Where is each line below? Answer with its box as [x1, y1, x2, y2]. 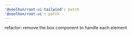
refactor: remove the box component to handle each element [4, 24, 128, 30]
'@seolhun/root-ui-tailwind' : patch [4, 7, 79, 12]
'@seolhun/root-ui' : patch [4, 12, 60, 16]
